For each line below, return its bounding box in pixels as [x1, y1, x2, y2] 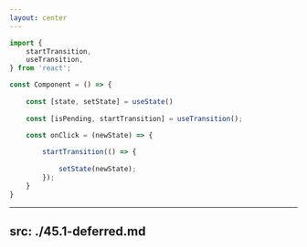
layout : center [9, 13, 68, 23]
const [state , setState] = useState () [26, 97, 174, 106]
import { [9, 38, 43, 47]
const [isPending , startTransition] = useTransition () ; [26, 114, 244, 123]
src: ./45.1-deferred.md [9, 223, 146, 239]
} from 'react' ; [9, 64, 71, 73]
